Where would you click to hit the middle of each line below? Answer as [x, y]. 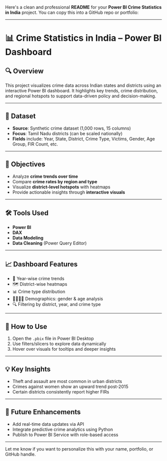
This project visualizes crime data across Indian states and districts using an [83, 85]
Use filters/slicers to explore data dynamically [59, 344]
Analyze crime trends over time [45, 176]
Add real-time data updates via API [48, 424]
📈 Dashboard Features [42, 264]
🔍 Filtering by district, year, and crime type [56, 305]
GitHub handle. [21, 454]
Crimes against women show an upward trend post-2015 [70, 386]
